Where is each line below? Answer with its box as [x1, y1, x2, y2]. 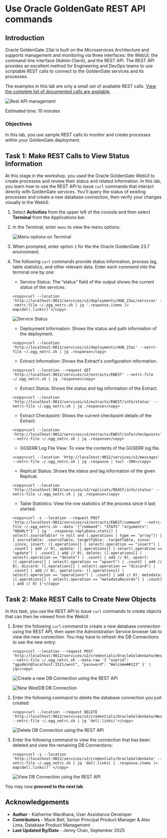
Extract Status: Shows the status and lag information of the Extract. [19, 385, 158, 391]
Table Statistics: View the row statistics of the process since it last [19, 500, 156, 506]
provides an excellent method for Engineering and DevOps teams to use [5, 63, 153, 69]
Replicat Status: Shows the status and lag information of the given [19, 468, 156, 474]
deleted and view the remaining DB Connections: [12, 742, 113, 748]
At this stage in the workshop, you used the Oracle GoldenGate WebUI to [5, 173, 155, 179]
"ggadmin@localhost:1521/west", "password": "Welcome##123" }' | [12, 662, 151, 667]
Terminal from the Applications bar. [12, 214, 86, 220]
